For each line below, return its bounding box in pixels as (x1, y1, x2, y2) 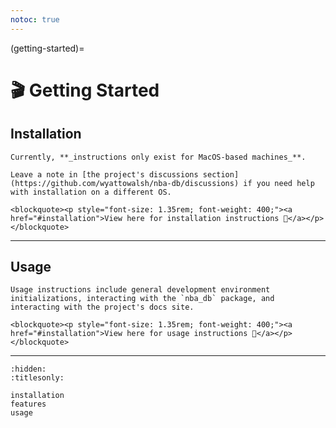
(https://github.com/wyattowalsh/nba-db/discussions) (10, 178, 240, 188)
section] (202, 169, 240, 180)
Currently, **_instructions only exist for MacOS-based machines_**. (10, 152, 307, 162)
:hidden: (10, 364, 47, 375)
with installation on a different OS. (10, 187, 172, 197)
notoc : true (10, 14, 60, 25)
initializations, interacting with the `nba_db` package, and (10, 294, 275, 304)
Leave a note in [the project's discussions (10, 169, 199, 180)
